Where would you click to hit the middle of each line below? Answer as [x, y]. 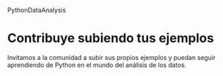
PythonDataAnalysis [37, 10]
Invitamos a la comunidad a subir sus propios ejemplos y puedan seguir [111, 57]
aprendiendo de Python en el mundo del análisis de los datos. [97, 65]
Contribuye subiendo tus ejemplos [110, 38]
